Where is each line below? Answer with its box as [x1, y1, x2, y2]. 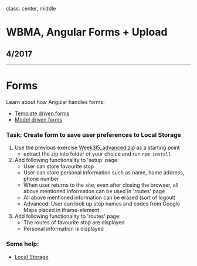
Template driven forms [14, 110, 70, 117]
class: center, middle [6, 5, 56, 12]
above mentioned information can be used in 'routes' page [23, 188, 165, 195]
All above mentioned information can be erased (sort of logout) [23, 194, 176, 201]
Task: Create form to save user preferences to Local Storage [6, 130, 182, 139]
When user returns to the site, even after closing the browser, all [23, 181, 179, 188]
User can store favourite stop [23, 163, 94, 170]
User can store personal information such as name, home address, [23, 169, 185, 176]
